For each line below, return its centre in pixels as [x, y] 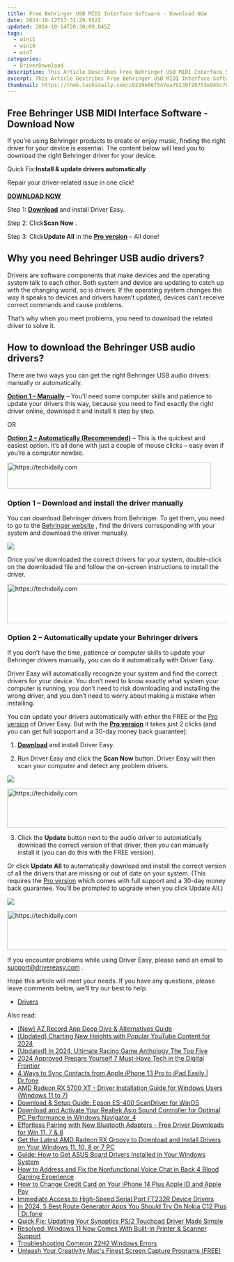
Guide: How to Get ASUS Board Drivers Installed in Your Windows [111, 1155]
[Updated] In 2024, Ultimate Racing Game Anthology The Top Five [112, 1051]
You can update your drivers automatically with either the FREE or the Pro [112, 717]
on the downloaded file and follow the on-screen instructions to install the [113, 567]
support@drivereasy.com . [45, 967]
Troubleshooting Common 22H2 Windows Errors [87, 1243]
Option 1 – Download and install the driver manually [95, 503]
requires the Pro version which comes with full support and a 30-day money [117, 881]
